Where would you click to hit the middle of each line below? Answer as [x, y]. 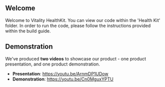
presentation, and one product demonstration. [52, 64]
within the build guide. [28, 31]
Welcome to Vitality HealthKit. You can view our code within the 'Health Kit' [83, 20]
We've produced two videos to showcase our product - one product [76, 58]
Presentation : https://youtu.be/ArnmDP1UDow [60, 73]
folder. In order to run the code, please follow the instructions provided [78, 25]
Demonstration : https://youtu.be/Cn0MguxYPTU [63, 79]
